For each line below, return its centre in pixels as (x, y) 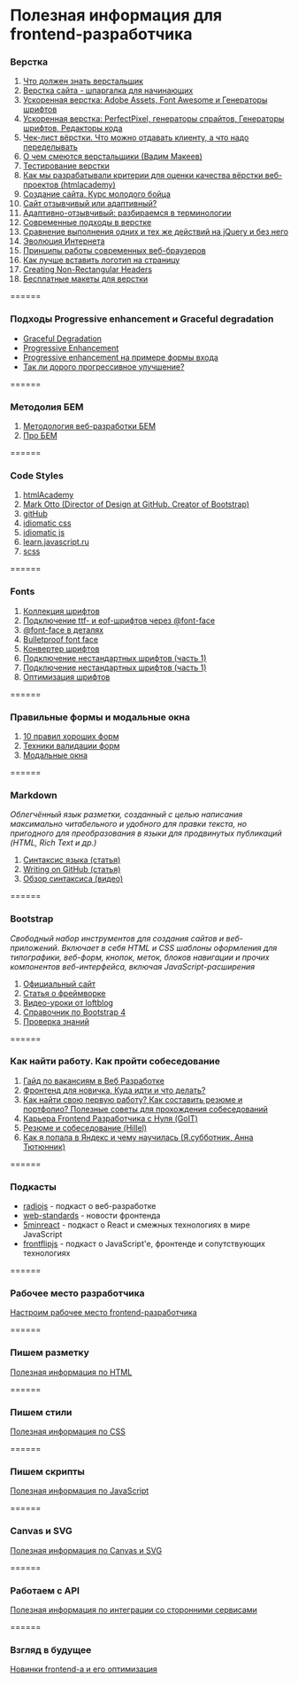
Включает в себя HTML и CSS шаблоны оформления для (169, 947)
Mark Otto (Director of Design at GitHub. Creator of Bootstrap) (136, 504)
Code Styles (37, 475)
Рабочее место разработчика (77, 1293)
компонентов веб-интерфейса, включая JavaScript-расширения (133, 966)
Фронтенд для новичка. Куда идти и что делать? (114, 1090)
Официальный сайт (59, 984)
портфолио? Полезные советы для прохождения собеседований (145, 1109)
